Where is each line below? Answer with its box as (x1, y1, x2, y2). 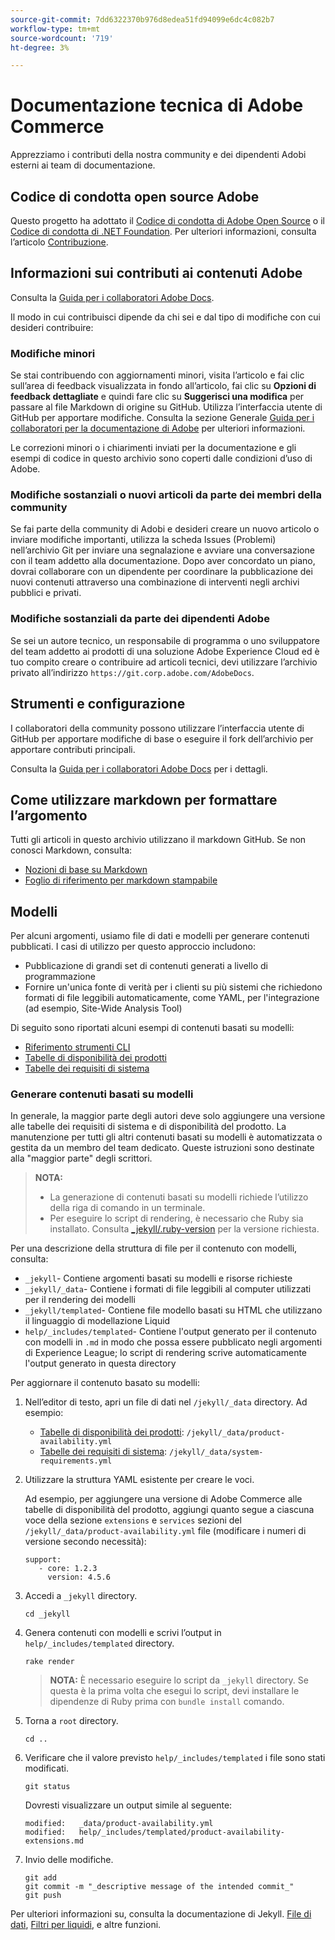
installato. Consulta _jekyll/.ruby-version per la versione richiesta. (49, 1223, 320, 1235)
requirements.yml (39, 1456, 113, 1466)
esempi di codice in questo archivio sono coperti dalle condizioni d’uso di (10, 452, 313, 465)
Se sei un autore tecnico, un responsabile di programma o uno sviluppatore (10, 634, 320, 646)
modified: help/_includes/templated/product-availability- (24, 1827, 286, 1838)
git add (24, 1873, 57, 1883)
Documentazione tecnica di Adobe (10, 94, 304, 117)
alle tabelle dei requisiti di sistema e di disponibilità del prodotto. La (10, 1121, 287, 1133)
